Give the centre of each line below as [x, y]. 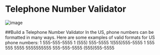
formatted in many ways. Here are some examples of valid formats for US [80, 37]
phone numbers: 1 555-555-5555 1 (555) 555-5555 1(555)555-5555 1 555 [80, 42]
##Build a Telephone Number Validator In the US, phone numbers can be [80, 32]
